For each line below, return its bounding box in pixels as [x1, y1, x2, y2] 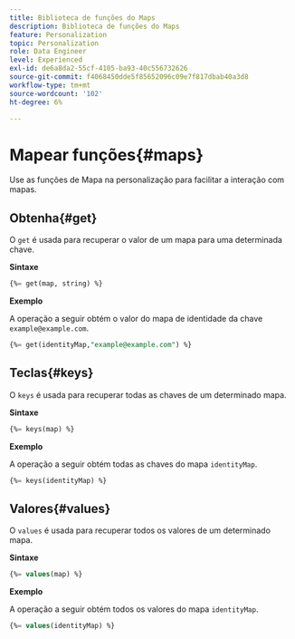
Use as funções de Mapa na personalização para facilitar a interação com [9, 174, 285, 186]
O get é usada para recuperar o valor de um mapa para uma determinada [9, 235, 283, 246]
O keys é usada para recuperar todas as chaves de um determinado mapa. [9, 389, 287, 400]
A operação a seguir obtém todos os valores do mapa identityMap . [9, 604, 259, 615]
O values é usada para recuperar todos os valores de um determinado [9, 525, 271, 536]
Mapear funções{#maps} [9, 144, 204, 165]
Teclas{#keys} [9, 365, 94, 381]
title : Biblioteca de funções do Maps [9, 13, 156, 23]
